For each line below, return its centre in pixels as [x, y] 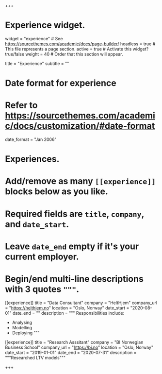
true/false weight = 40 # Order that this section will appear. [64, 54]
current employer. [42, 257]
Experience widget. [45, 25]
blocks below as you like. [57, 192]
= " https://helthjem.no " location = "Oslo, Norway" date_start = [67, 308]
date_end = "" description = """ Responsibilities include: [68, 313]
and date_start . [37, 224]
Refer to [21, 105]
